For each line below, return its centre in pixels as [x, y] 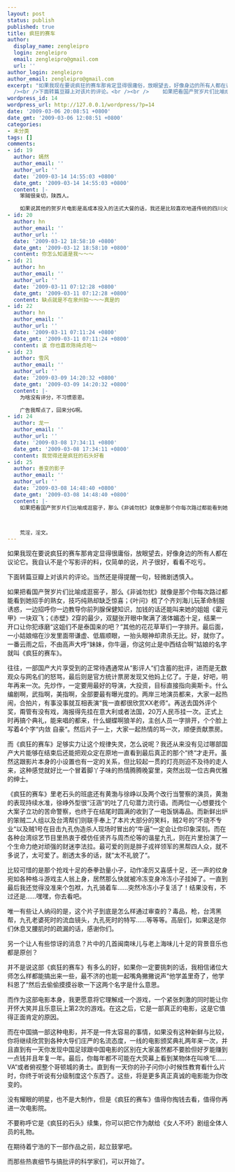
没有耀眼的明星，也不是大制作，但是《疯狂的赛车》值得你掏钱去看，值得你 [114, 1099]
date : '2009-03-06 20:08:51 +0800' [59, 111]
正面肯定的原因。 [38, 1017]
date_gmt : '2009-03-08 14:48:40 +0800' [72, 494]
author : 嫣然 [31, 157]
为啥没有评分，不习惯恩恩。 [54, 397]
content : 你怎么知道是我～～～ [54, 254]
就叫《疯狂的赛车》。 [36, 653]
